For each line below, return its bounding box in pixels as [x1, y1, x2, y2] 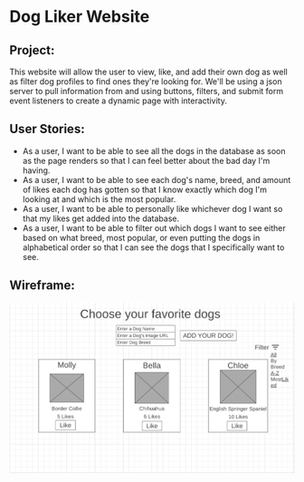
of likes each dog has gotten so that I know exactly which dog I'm [22, 184, 268, 195]
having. [22, 165, 51, 176]
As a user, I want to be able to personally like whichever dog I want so [22, 203, 283, 214]
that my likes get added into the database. [22, 213, 179, 224]
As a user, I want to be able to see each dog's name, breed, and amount [22, 174, 291, 185]
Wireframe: [9, 278, 75, 294]
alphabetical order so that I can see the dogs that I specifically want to [22, 242, 285, 253]
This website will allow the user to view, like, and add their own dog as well [9, 66, 288, 77]
